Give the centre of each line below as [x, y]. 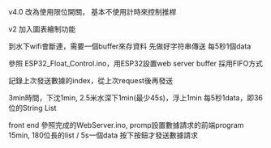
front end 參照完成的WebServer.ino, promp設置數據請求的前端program [126, 125]
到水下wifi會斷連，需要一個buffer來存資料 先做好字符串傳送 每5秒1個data [130, 46]
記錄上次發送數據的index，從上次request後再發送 [90, 80]
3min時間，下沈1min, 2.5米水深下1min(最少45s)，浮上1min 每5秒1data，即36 [136, 98]
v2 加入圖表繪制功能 [42, 29]
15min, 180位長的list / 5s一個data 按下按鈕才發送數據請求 [103, 135]
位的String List [32, 108]
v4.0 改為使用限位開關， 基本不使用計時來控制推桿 [92, 12]
